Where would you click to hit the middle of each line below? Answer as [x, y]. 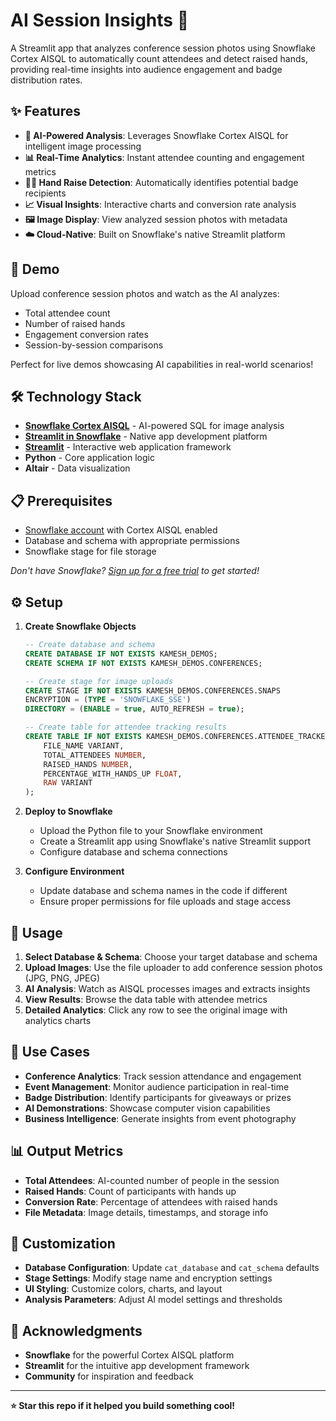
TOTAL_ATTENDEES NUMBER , [95, 755]
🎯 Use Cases [50, 1052]
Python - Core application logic [89, 458]
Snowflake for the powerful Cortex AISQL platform [129, 1355]
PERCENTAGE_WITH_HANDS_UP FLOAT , [113, 774]
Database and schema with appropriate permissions [132, 541]
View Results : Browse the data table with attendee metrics [146, 999]
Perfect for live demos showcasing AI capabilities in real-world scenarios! [162, 364]
